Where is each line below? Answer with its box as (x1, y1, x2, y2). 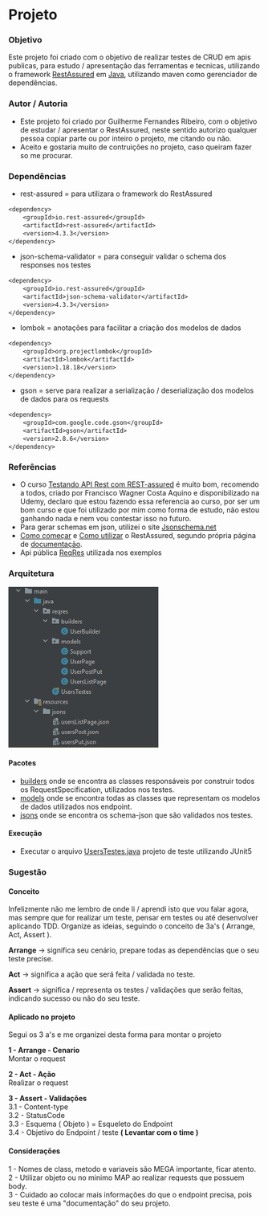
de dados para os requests (19, 394, 109, 404)
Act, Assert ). (8, 930, 52, 940)
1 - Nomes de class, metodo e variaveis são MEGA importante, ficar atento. (8, 1164, 257, 1173)
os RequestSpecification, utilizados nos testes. (19, 785, 175, 794)
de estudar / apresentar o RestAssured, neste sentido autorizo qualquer (19, 124, 258, 134)
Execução (8, 829, 43, 839)
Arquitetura (8, 568, 55, 579)
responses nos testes (19, 260, 91, 270)
